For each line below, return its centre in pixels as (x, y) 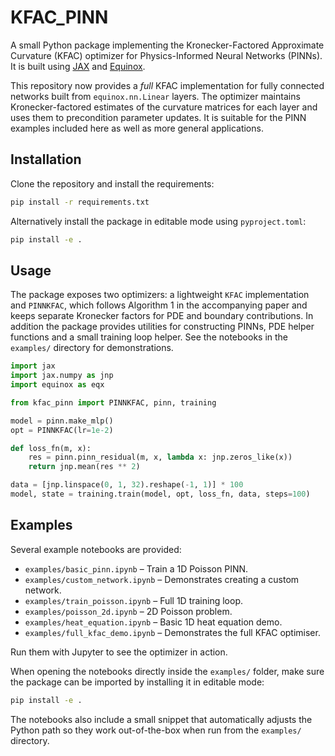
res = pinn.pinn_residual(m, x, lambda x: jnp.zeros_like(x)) (160, 457)
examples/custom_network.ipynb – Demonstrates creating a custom (162, 579)
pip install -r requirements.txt (80, 202)
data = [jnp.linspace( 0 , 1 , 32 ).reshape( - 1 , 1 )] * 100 (127, 485)
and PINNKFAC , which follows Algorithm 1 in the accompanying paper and (159, 305)
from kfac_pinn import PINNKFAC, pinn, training (113, 402)
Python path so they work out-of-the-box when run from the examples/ (156, 730)
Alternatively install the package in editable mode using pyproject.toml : (158, 221)
